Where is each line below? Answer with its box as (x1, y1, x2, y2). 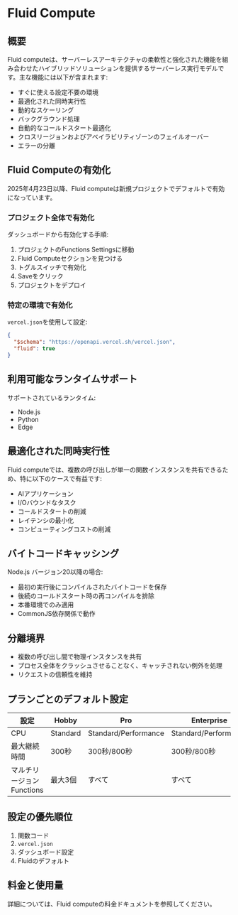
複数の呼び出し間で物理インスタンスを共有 (17, 652, 142, 661)
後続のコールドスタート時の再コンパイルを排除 (17, 592, 154, 600)
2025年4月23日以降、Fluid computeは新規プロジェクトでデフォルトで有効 (7, 184, 225, 193)
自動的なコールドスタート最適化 (17, 124, 111, 132)
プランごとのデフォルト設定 (7, 693, 129, 705)
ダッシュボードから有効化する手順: (7, 230, 109, 239)
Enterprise (191, 715, 228, 725)
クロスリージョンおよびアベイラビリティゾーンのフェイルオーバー (17, 133, 210, 141)
